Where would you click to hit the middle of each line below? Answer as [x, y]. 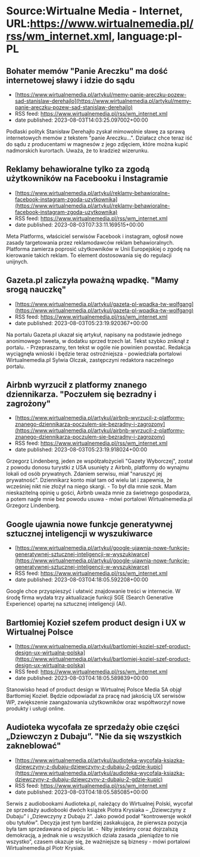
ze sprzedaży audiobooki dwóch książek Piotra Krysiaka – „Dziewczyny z [96, 810]
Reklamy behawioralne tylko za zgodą [78, 169]
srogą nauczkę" [36, 290]
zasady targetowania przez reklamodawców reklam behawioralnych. [90, 242]
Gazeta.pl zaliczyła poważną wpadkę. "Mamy [93, 281]
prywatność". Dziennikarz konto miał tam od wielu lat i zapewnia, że [89, 480]
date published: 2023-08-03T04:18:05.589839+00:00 [82, 678]
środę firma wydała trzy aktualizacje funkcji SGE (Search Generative [90, 598]
